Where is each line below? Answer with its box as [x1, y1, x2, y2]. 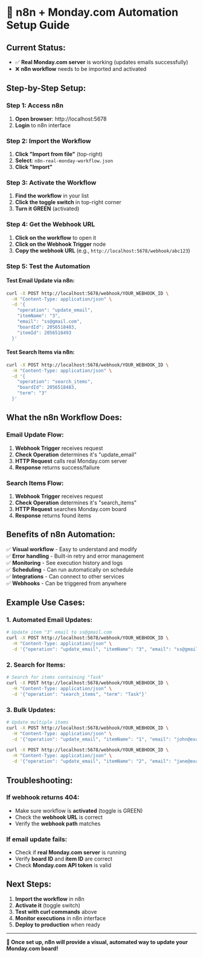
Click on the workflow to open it [14, 234, 97, 241]
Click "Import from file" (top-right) [14, 150, 103, 157]
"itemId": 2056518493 [17, 329, 71, 335]
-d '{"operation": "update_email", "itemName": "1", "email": [11, 736, 172, 742]
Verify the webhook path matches [14, 820, 101, 827]
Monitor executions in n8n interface [14, 914, 106, 922]
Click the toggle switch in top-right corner [14, 199, 122, 206]
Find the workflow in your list [14, 192, 89, 199]
